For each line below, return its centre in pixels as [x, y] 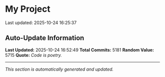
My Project [28, 9]
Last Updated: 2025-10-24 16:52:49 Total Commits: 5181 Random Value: [80, 50]
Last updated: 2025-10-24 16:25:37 [41, 23]
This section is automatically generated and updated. [59, 69]
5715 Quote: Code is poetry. [34, 55]
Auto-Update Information [45, 38]
